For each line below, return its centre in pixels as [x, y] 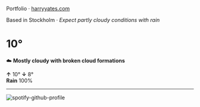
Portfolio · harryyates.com [38, 9]
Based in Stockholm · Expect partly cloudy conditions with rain [83, 20]
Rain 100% [19, 80]
